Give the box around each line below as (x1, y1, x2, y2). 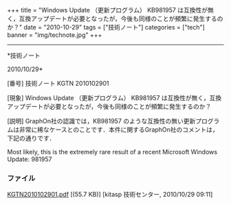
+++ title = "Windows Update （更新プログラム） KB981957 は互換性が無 (7, 6, 214, 14)
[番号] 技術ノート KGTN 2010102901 (7, 80, 109, 87)
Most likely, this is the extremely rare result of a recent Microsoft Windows (7, 148, 218, 156)
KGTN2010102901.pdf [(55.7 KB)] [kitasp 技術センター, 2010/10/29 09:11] (7, 191, 213, 199)
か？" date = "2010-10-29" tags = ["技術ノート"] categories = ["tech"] (7, 23, 205, 31)
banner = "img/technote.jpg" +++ (7, 31, 102, 39)
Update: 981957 (7, 155, 52, 163)
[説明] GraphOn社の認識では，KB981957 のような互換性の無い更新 (7, 117, 196, 125)
